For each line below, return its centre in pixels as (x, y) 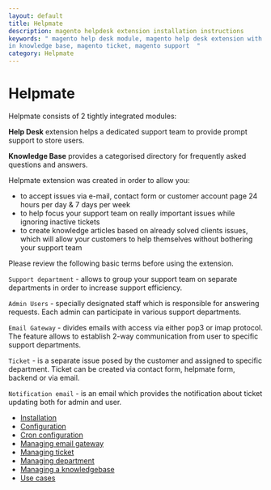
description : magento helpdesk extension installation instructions (126, 31)
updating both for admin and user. (65, 402)
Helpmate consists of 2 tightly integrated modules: (93, 116)
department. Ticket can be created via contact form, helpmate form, (122, 369)
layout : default (36, 16)
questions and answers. (48, 164)
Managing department (57, 460)
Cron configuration (51, 435)
